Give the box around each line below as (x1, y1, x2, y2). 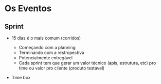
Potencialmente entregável (18, 55, 73, 61)
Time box (11, 75, 31, 80)
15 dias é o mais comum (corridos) (11, 35, 81, 41)
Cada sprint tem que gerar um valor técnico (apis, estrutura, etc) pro (18, 60, 156, 66)
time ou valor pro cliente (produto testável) (18, 65, 105, 71)
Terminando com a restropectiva (18, 50, 85, 55)
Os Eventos (4, 3, 52, 14)
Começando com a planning (18, 45, 76, 50)
